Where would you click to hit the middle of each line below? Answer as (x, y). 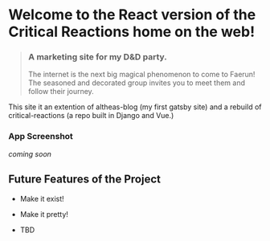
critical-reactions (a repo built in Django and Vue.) (91, 116)
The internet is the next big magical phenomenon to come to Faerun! (141, 75)
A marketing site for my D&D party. (97, 57)
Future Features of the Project (84, 180)
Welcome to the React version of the (132, 15)
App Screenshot (41, 137)
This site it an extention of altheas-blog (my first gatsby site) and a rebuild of (135, 107)
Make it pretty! (44, 214)
